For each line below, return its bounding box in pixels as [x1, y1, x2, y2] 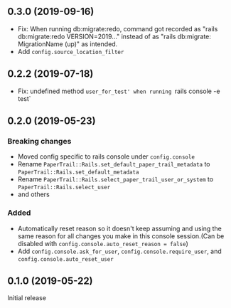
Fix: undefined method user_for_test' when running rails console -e [17, 87, 220, 95]
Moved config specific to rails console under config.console [17, 152, 195, 161]
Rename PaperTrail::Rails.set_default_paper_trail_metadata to [17, 160, 210, 169]
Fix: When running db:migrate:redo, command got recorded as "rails [17, 24, 218, 33]
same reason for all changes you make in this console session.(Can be [17, 231, 225, 240]
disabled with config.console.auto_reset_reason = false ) [17, 239, 188, 248]
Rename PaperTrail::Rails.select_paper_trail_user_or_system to [17, 175, 214, 184]
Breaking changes [7, 136, 72, 146]
